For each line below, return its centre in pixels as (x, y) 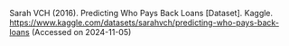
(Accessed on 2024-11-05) (81, 32)
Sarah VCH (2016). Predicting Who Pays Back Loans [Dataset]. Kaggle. (141, 13)
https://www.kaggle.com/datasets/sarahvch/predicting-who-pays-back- (144, 23)
